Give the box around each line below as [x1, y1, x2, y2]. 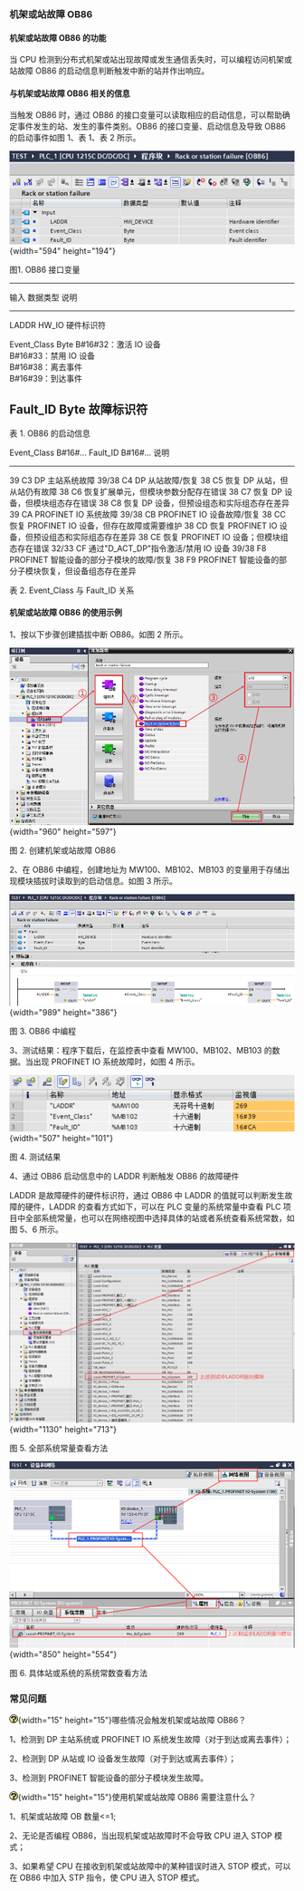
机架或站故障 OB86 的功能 [9, 32, 107, 43]
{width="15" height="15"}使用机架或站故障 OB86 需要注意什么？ [17, 1792, 257, 1803]
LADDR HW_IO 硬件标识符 [9, 319, 107, 330]
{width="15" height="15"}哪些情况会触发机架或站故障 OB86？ [17, 1715, 247, 1726]
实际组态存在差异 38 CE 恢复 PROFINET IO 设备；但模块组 [71, 531, 289, 542]
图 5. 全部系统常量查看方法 [9, 1443, 109, 1454]
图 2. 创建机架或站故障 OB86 [9, 845, 116, 856]
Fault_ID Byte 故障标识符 [9, 402, 148, 418]
